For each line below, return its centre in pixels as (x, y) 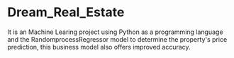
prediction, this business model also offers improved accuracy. (99, 47)
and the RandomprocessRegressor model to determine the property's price (117, 39)
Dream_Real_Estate (66, 12)
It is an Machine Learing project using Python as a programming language (115, 32)
